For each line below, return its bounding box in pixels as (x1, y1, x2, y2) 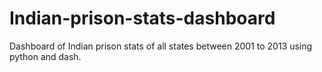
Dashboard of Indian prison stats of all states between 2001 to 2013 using (9, 40, 313, 52)
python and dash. (9, 50, 82, 62)
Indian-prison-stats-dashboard (9, 7, 276, 30)
